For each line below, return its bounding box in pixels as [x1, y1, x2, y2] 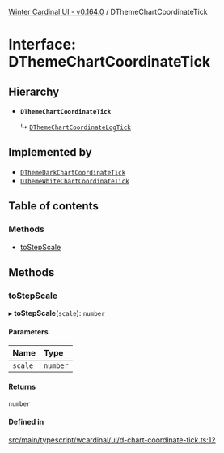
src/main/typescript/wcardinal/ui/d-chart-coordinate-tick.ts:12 [8, 434, 216, 445]
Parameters [8, 326, 49, 336]
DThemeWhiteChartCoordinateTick [19, 177, 129, 185]
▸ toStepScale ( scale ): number [8, 308, 105, 318]
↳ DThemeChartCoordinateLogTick [19, 122, 132, 132]
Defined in [8, 417, 44, 427]
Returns [8, 382, 36, 391]
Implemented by [8, 145, 92, 159]
